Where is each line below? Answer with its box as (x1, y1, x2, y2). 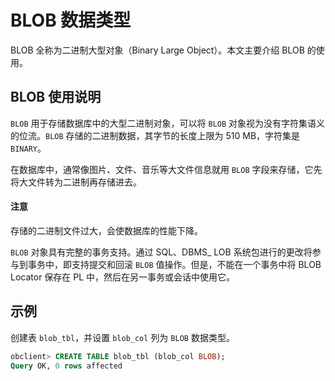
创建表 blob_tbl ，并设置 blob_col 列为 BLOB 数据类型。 (10, 331, 235, 343)
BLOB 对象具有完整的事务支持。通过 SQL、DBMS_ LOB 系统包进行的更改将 (10, 246, 313, 258)
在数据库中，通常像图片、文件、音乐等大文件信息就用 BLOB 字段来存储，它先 (10, 163, 323, 175)
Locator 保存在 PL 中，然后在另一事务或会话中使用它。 (10, 271, 236, 283)
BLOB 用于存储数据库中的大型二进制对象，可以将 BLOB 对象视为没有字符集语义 (10, 117, 326, 129)
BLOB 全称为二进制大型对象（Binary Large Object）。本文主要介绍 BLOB (10, 44, 305, 56)
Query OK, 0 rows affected (10, 361, 123, 371)
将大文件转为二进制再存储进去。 (10, 176, 142, 188)
